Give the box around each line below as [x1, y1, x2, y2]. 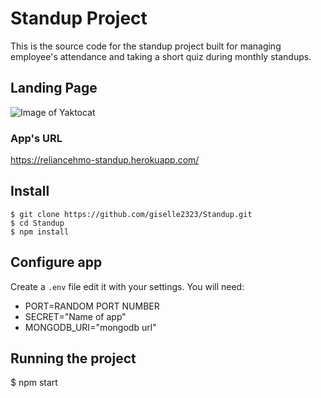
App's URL [10, 131, 63, 145]
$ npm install [10, 227, 70, 237]
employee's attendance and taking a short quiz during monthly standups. [10, 50, 312, 62]
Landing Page [10, 80, 98, 97]
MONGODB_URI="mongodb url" [24, 321, 157, 333]
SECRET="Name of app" [24, 310, 127, 322]
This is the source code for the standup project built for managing [10, 40, 282, 52]
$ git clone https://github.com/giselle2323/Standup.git [10, 209, 253, 219]
